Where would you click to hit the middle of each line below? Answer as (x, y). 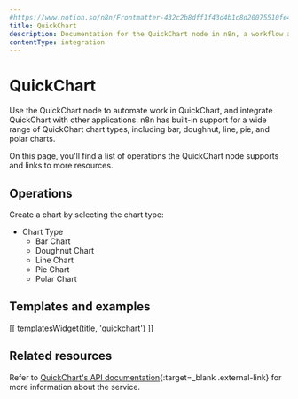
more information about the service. (74, 387)
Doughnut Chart (65, 250)
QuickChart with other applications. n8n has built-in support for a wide (138, 120)
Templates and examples (80, 307)
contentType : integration (57, 42)
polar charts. (32, 139)
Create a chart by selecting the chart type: (86, 215)
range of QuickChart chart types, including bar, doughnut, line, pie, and (140, 129)
